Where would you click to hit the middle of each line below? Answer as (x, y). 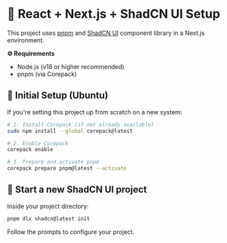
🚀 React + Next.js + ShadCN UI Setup (114, 14)
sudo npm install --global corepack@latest (70, 131)
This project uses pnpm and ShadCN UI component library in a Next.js (106, 33)
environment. (26, 40)
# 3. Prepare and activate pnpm (53, 162)
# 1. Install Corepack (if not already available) (81, 125)
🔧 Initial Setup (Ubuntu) (58, 95)
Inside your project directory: (48, 206)
